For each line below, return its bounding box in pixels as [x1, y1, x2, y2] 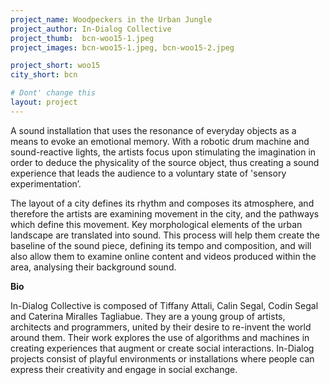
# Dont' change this [10, 88, 97, 98]
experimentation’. [10, 177, 82, 190]
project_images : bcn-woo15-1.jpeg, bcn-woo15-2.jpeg [10, 42, 235, 53]
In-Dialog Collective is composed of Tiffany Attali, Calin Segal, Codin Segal [10, 299, 319, 311]
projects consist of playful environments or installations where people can [10, 352, 315, 365]
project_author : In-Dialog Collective [10, 24, 172, 34]
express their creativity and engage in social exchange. [10, 363, 238, 375]
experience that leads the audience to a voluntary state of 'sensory [10, 167, 287, 179]
